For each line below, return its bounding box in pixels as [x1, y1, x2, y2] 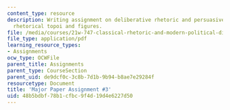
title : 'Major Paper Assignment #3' [7, 86, 112, 93]
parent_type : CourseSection [7, 67, 88, 74]
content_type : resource [7, 10, 75, 17]
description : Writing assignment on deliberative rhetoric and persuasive [7, 16, 225, 23]
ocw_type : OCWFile [7, 55, 60, 61]
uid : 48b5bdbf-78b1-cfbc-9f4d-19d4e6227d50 [7, 93, 133, 100]
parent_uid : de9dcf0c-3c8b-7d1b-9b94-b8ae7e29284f [7, 73, 155, 81]
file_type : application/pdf [7, 36, 88, 42]
